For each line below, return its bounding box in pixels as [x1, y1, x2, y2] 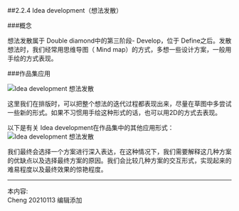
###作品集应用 [7, 70, 51, 77]
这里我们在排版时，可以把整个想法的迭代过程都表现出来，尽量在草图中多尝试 [7, 99, 232, 108]
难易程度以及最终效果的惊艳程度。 [7, 166, 107, 173]
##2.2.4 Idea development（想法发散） [7, 6, 123, 14]
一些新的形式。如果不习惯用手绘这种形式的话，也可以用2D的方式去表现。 [7, 109, 222, 117]
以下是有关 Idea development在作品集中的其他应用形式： [7, 124, 174, 131]
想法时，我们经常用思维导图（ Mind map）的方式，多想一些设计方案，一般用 [7, 45, 232, 53]
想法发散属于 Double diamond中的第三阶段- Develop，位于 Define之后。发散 [7, 36, 232, 45]
